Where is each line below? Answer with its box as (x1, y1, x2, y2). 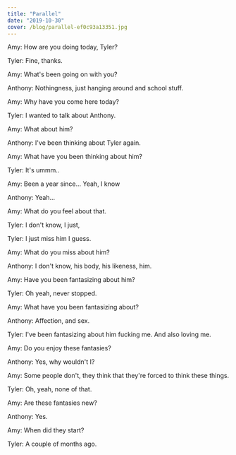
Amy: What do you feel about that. (7, 207, 107, 215)
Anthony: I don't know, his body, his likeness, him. (7, 262, 152, 271)
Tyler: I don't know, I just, (7, 220, 80, 230)
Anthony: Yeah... (7, 194, 56, 202)
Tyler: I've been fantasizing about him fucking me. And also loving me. (7, 330, 211, 339)
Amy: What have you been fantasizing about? (7, 303, 139, 312)
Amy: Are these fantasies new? (7, 398, 97, 407)
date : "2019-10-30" (7, 17, 65, 24)
